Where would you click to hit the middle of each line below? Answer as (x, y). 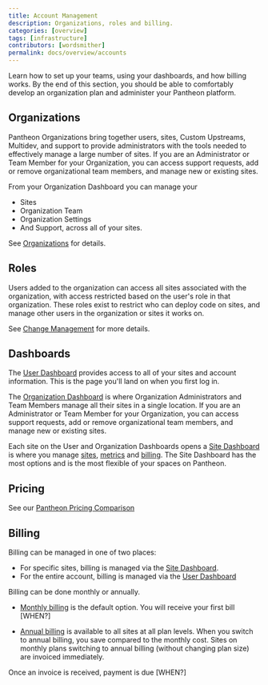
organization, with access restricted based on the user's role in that (119, 296)
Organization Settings (56, 219)
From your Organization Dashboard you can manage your (103, 186)
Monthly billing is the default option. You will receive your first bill (127, 607)
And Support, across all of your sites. (81, 227)
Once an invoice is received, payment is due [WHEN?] (97, 672)
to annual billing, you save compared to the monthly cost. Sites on (128, 640)
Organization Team (51, 210)
